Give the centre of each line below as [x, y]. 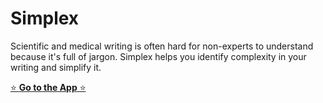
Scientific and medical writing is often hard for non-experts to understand [162, 46]
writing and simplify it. [56, 67]
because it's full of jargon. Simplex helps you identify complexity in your [158, 56]
